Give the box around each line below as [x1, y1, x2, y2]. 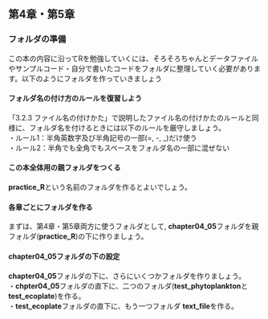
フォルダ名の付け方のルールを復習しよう [8, 93, 142, 103]
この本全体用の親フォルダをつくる [8, 163, 121, 173]
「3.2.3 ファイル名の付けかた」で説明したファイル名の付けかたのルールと [8, 112, 253, 122]
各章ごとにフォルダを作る [8, 202, 93, 211]
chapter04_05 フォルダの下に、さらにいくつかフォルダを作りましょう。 [8, 271, 246, 280]
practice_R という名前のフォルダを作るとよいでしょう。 [8, 182, 193, 192]
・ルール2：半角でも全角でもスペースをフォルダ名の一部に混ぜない [8, 143, 230, 153]
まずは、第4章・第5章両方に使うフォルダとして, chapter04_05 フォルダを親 [8, 222, 259, 231]
